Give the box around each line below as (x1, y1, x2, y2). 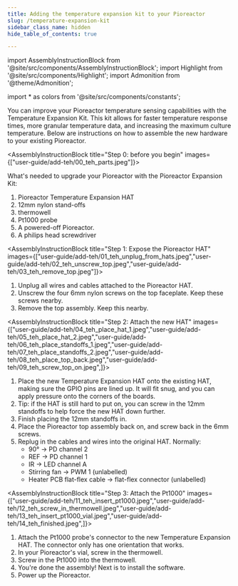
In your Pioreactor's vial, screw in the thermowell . (17, 548, 163, 557)
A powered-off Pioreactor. (17, 224, 95, 232)
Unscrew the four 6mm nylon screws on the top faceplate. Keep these (17, 289, 224, 298)
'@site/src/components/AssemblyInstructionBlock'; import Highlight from (7, 63, 223, 72)
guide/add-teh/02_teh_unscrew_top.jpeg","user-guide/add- (7, 260, 182, 268)
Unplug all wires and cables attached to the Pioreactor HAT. (17, 281, 194, 290)
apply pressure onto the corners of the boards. (17, 392, 155, 401)
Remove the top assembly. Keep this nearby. (17, 304, 149, 313)
